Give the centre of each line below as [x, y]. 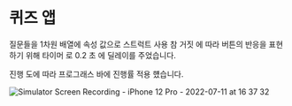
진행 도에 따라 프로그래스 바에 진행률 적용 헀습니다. [96, 74]
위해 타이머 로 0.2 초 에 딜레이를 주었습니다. [101, 55]
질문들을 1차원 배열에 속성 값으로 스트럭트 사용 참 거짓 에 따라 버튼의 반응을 [138, 44]
